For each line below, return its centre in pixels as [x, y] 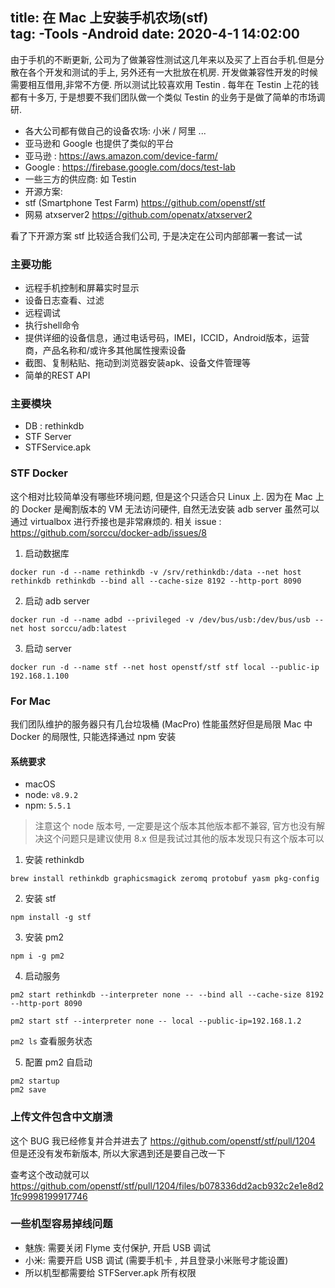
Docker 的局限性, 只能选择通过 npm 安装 [93, 736]
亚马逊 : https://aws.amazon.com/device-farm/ [121, 155]
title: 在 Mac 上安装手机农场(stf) [109, 18]
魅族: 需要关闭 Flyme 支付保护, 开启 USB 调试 [118, 1247]
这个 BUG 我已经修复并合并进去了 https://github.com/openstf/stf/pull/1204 [163, 1140]
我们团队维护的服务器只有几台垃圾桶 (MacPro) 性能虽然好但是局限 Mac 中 [161, 724]
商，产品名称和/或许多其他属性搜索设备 [105, 350]
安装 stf [40, 899]
